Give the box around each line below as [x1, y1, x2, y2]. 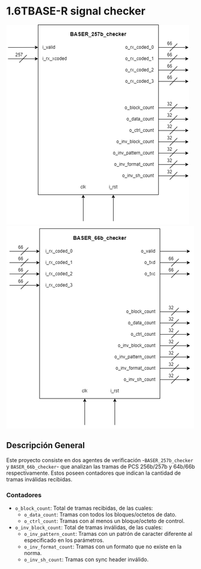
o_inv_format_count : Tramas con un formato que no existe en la [23, 543, 182, 550]
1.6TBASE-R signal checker [6, 4, 146, 18]
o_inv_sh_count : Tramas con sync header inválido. [23, 556, 149, 563]
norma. [23, 550, 42, 557]
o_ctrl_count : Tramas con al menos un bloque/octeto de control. [23, 518, 185, 525]
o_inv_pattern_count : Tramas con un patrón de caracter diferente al [23, 530, 193, 538]
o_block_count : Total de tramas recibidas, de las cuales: [14, 504, 153, 512]
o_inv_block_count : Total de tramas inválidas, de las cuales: [14, 524, 163, 531]
